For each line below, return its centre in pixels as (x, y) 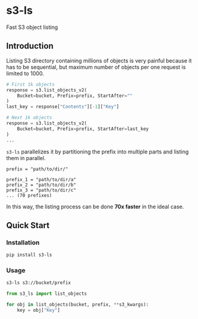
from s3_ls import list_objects (46, 294)
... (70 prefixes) (29, 195)
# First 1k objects (31, 84)
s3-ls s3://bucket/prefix (38, 283)
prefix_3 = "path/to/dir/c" (41, 190)
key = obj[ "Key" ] (39, 310)
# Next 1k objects (29, 118)
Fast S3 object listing (32, 27)
